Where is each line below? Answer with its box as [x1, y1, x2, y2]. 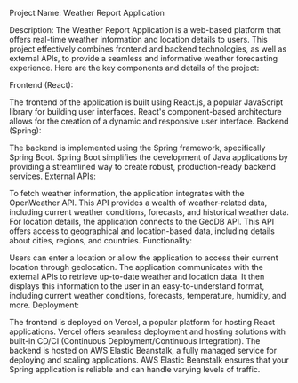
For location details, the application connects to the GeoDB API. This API [9, 217, 274, 227]
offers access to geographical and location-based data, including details [9, 226, 276, 236]
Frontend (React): [9, 80, 74, 90]
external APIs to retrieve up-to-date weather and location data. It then [9, 271, 265, 282]
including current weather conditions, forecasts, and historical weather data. [9, 207, 289, 217]
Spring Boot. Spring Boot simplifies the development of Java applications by [9, 152, 289, 163]
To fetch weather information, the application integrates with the [9, 188, 245, 198]
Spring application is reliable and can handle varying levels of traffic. [9, 364, 261, 374]
